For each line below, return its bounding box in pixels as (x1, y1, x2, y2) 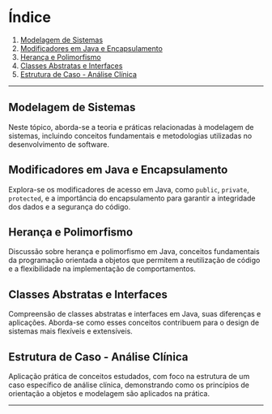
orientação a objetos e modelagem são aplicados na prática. (8, 389, 210, 398)
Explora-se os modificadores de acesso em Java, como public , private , (8, 184, 249, 194)
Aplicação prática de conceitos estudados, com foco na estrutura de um (8, 372, 250, 381)
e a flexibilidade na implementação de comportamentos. (8, 264, 196, 274)
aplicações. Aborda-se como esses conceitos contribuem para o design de (8, 317, 260, 328)
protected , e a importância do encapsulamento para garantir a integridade (8, 193, 256, 203)
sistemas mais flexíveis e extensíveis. (8, 326, 134, 336)
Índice (8, 8, 51, 27)
